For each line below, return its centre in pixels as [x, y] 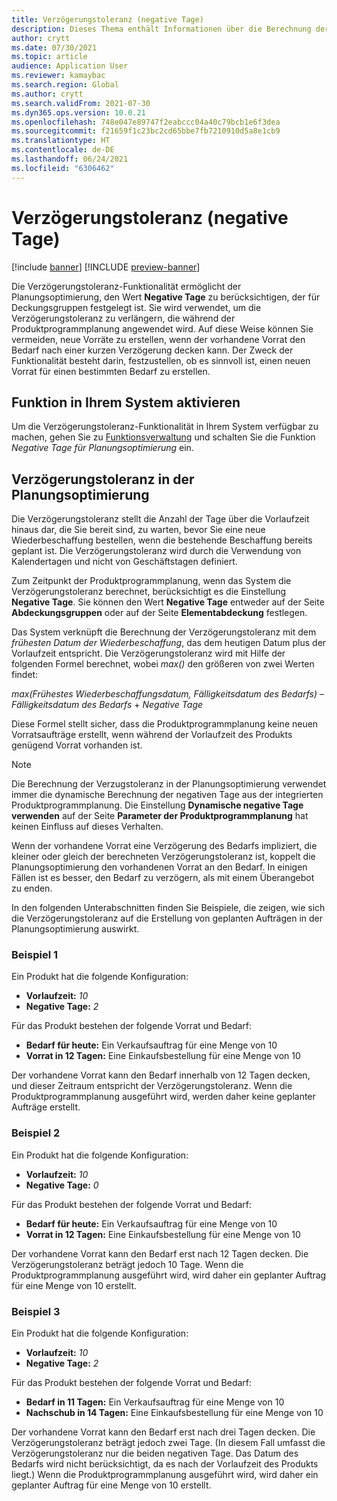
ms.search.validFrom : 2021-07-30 [81, 103]
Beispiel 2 [36, 1133]
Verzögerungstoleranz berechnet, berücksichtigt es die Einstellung [149, 592]
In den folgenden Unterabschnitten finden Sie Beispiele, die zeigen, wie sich [168, 908]
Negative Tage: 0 [62, 1185]
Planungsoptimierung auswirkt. [75, 929]
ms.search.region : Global [65, 85]
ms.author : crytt [47, 94]
